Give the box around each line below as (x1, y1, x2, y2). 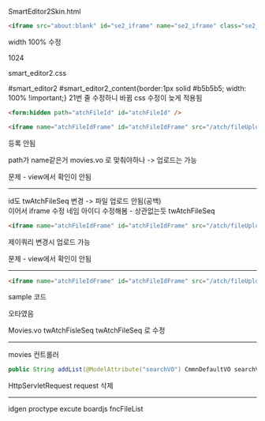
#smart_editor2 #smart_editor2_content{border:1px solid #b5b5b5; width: (8, 83, 247, 93)
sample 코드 (8, 292, 47, 302)
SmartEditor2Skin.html (8, 7, 81, 16)
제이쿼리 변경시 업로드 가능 (8, 237, 91, 246)
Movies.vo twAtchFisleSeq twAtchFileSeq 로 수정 (8, 325, 166, 335)
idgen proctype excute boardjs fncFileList (8, 404, 144, 414)
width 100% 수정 (8, 37, 62, 47)
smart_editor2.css (8, 68, 67, 77)
